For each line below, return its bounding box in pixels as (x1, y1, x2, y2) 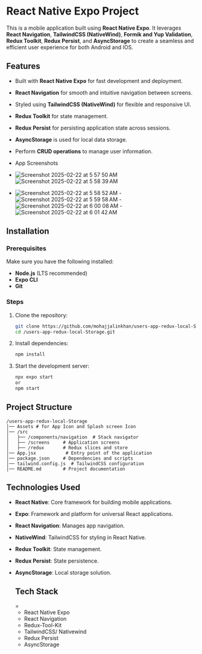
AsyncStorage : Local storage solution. (14, 569, 112, 576)
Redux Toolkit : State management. (14, 545, 102, 552)
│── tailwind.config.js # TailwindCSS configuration (6, 460, 145, 467)
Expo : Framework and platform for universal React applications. (14, 510, 174, 517)
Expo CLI (14, 276, 38, 283)
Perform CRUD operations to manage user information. (14, 147, 153, 155)
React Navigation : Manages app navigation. (14, 522, 125, 529)
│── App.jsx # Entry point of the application (6, 450, 153, 456)
